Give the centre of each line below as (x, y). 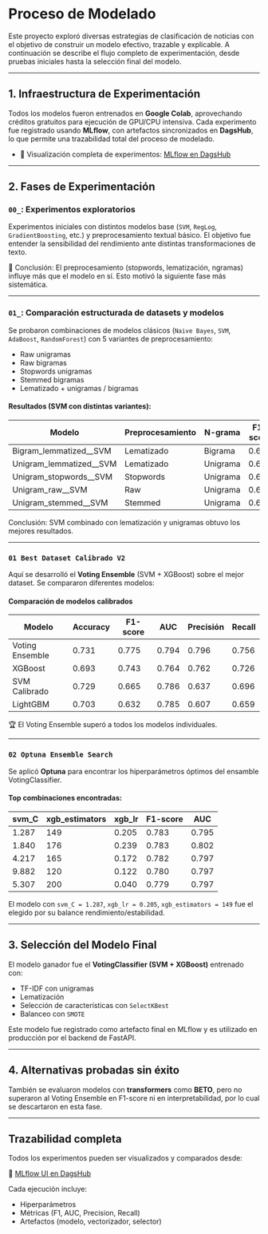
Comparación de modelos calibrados (71, 601)
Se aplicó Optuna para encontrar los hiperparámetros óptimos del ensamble (134, 771)
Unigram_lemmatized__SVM (65, 464)
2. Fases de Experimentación (82, 187)
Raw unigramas (45, 354)
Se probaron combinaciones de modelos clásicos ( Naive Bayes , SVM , (120, 330)
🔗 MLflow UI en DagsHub (50, 1173)
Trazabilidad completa (65, 1139)
